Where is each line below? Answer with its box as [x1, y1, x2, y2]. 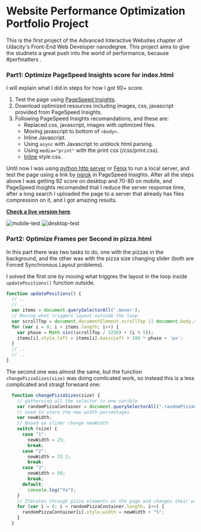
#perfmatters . [6, 56, 42, 63]
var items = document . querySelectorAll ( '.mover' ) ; [11, 307, 141, 314]
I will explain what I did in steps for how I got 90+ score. [6, 84, 144, 92]
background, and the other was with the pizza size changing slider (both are [6, 254, 194, 262]
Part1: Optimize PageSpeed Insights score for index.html [6, 71, 174, 79]
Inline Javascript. [23, 134, 66, 141]
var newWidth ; [17, 415, 52, 421]
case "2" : [22, 448, 47, 454]
